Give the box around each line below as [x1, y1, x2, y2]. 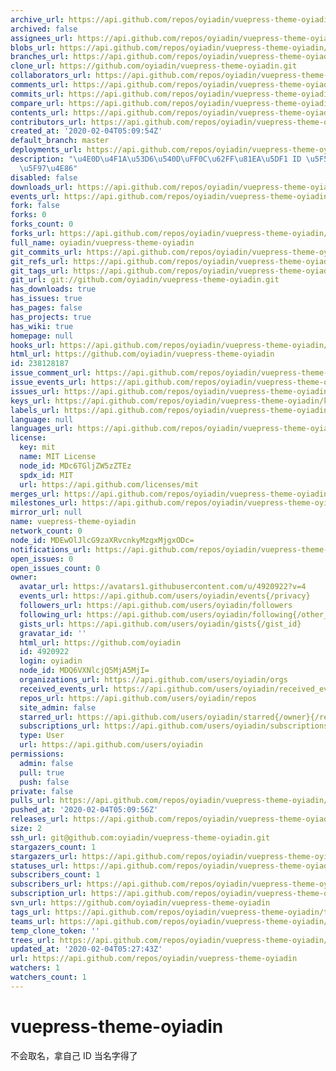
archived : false [10, 24, 78, 34]
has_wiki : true [10, 321, 74, 331]
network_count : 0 [10, 526, 83, 536]
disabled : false [10, 172, 78, 183]
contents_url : [10, 107, 70, 118]
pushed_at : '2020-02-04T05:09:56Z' [10, 805, 159, 815]
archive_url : [10, 14, 65, 25]
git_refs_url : [10, 256, 70, 266]
